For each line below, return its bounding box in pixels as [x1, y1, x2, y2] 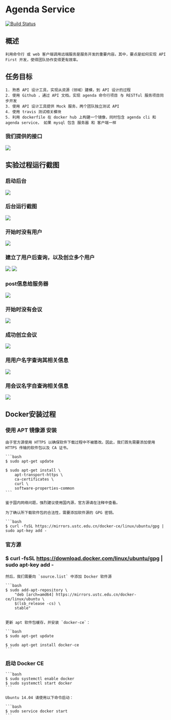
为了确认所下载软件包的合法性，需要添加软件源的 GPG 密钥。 [5, 510, 117, 515]
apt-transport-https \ [14, 472, 63, 477]
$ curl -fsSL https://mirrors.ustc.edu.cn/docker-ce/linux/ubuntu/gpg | [5, 523, 164, 529]
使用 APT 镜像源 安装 [5, 427, 57, 434]
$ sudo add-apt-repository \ [5, 587, 68, 593]
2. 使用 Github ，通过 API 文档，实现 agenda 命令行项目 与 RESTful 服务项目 [5, 93, 160, 98]
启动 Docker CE [5, 659, 44, 667]
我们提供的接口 [5, 133, 43, 140]
